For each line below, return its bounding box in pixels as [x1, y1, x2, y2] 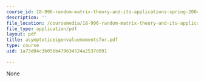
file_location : [6, 20, 45, 26]
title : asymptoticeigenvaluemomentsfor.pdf [6, 37, 118, 43]
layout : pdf [6, 31, 36, 37]
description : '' [6, 14, 47, 20]
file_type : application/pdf [6, 25, 78, 32]
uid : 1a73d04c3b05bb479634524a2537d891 [6, 48, 107, 54]
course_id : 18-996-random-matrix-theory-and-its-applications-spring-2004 [6, 8, 200, 15]
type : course [6, 43, 39, 49]
